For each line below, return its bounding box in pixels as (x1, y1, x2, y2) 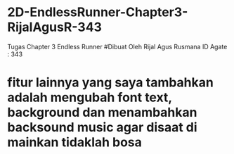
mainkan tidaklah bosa (7, 134, 143, 150)
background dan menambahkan (7, 105, 197, 120)
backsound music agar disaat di (7, 120, 198, 136)
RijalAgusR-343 (7, 19, 102, 35)
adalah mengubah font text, (7, 89, 172, 105)
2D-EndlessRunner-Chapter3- (7, 4, 188, 20)
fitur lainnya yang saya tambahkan (7, 75, 214, 91)
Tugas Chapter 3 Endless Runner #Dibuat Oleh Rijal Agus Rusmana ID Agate (7, 42, 228, 51)
